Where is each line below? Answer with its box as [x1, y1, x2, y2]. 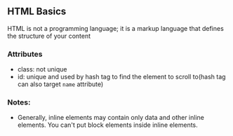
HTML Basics [7, 6, 67, 18]
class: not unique [17, 65, 67, 74]
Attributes [7, 49, 43, 59]
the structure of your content [7, 32, 91, 40]
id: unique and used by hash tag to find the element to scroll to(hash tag [17, 73, 226, 81]
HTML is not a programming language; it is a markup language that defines [7, 24, 225, 32]
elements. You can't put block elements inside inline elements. [17, 121, 198, 129]
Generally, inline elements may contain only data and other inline [17, 114, 205, 122]
